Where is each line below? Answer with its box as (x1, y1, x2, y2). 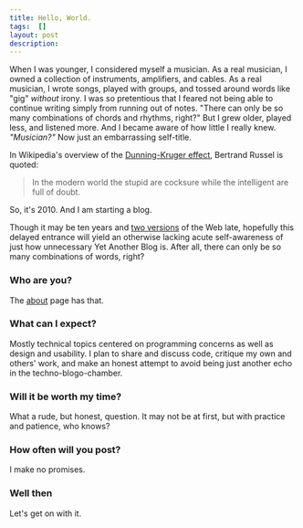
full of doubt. (31, 186, 80, 197)
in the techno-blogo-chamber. (9, 367, 123, 378)
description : (9, 38, 59, 48)
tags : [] (9, 22, 47, 31)
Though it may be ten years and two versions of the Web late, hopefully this (9, 222, 295, 233)
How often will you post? (9, 444, 121, 457)
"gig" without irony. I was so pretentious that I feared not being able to (9, 93, 274, 104)
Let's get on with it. (9, 508, 82, 519)
